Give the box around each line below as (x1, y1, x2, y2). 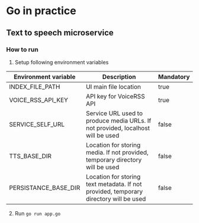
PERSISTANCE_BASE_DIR (9, 183, 81, 192)
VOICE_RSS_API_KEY (9, 96, 68, 104)
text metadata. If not (85, 180, 142, 188)
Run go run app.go (14, 209, 61, 217)
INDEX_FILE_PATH (9, 83, 60, 91)
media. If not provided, (85, 148, 149, 156)
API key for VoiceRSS (85, 92, 145, 100)
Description (102, 73, 136, 81)
